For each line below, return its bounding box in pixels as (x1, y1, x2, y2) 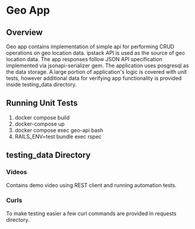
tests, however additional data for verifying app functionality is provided (6, 75, 182, 81)
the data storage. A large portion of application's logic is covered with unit (6, 68, 187, 75)
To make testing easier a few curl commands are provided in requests (6, 209, 177, 217)
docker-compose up (14, 120, 65, 127)
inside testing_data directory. (6, 81, 77, 88)
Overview (6, 27, 43, 37)
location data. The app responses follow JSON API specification (6, 56, 162, 62)
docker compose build (14, 114, 70, 121)
